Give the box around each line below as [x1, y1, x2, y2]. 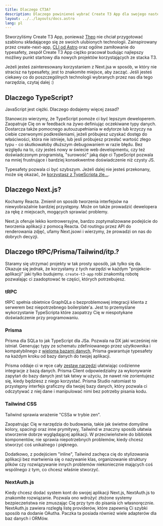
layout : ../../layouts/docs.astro [5, 16, 75, 21]
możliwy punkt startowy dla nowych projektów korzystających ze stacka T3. [5, 54, 158, 61]
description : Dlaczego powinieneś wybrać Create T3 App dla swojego [5, 12, 147, 16]
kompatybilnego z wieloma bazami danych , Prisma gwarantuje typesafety [5, 348, 153, 354]
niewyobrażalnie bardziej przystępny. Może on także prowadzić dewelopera [5, 203, 157, 209]
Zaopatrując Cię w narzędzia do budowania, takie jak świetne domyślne [5, 421, 148, 427]
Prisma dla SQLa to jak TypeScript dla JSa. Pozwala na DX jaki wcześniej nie [5, 338, 158, 344]
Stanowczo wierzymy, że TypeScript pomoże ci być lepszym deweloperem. [5, 116, 156, 122]
